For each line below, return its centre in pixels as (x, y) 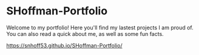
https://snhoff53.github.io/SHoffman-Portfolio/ (64, 45)
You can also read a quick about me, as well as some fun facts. (85, 33)
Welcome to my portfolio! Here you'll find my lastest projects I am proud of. (100, 27)
